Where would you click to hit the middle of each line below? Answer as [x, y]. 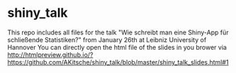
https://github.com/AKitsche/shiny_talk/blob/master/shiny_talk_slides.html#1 [118, 62]
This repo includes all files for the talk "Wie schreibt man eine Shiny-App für [118, 32]
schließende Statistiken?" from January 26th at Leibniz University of [107, 39]
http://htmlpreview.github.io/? [50, 55]
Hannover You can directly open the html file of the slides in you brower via [117, 47]
